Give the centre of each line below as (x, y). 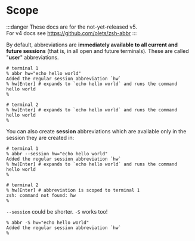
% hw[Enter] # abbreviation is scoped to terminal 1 (73, 190)
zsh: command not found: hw (41, 195)
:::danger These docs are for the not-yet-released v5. (72, 27)
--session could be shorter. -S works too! (57, 211)
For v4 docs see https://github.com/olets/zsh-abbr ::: (72, 33)
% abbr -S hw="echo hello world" (48, 223)
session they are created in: (40, 137)
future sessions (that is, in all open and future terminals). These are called (97, 51)
